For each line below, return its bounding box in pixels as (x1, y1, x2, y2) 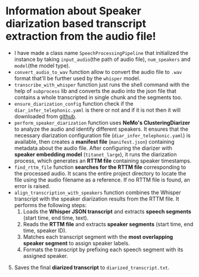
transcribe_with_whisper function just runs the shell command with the (14, 81, 190, 88)
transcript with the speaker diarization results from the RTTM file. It (14, 195, 179, 202)
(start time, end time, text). (23, 214, 89, 221)
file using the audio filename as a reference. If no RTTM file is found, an (14, 176, 190, 183)
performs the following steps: (14, 201, 87, 208)
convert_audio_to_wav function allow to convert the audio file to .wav (14, 68, 182, 75)
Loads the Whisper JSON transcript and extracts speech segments (23, 208, 192, 215)
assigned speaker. (23, 252, 69, 259)
